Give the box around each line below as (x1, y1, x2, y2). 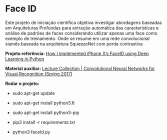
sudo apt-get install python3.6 (12, 99, 75, 105)
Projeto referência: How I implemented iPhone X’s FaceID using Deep (5, 50, 149, 56)
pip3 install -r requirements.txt (12, 119, 75, 125)
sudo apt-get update (12, 90, 55, 96)
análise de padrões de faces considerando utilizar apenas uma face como (5, 30, 157, 36)
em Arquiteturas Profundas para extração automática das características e (5, 24, 159, 30)
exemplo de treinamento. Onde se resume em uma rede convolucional (5, 35, 150, 41)
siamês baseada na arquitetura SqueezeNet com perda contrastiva (5, 40, 143, 46)
